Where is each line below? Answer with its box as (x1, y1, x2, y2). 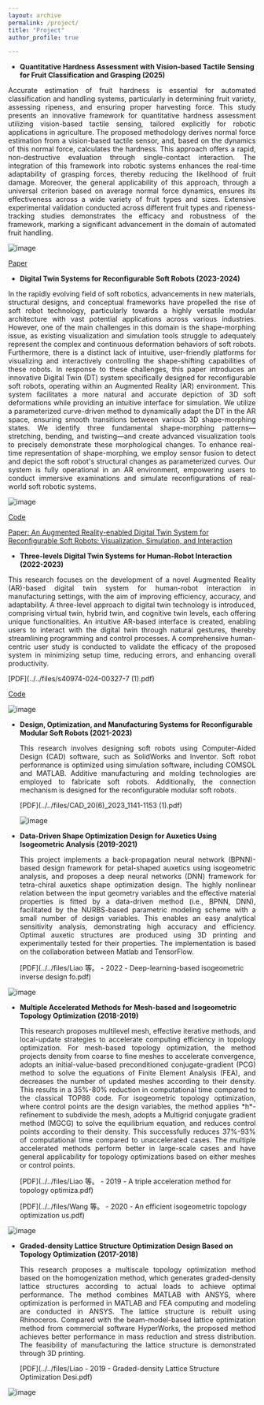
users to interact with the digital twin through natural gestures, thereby (8, 625, 256, 635)
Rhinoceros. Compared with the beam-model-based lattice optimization (19, 1315, 256, 1325)
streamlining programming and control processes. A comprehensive (8, 634, 229, 643)
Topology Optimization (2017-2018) (19, 1250, 139, 1259)
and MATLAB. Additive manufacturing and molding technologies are (19, 769, 256, 778)
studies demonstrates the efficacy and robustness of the (40, 211, 256, 221)
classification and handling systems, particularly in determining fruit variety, (8, 94, 256, 103)
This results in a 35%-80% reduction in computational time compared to (19, 1085, 256, 1094)
